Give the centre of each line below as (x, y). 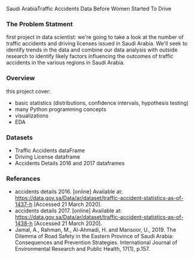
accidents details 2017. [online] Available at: (68, 211)
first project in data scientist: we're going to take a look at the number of (95, 37)
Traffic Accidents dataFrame (50, 150)
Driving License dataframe (47, 157)
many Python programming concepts (60, 109)
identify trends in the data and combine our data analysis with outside (92, 50)
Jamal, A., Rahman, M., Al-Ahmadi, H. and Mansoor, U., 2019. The (96, 230)
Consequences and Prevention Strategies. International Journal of (96, 242)
